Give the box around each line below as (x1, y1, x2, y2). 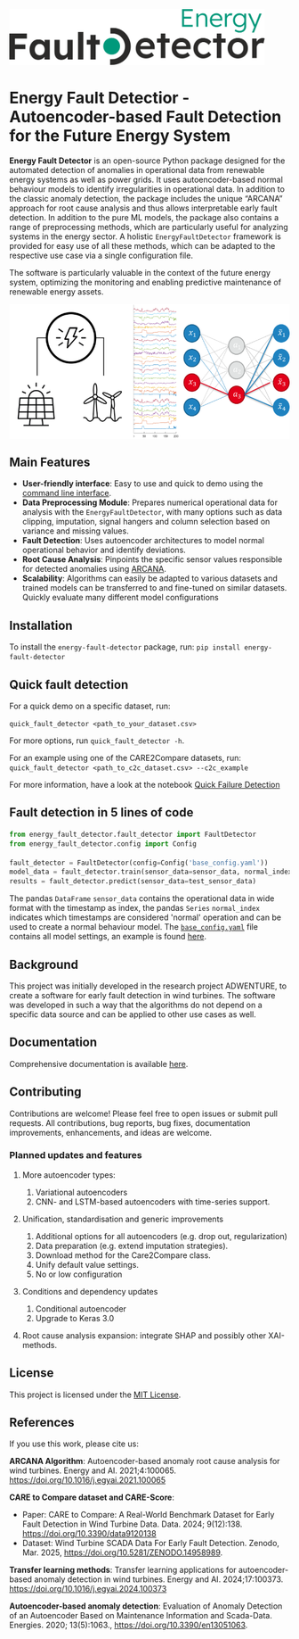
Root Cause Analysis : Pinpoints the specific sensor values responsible (21, 554, 283, 565)
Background (9, 956, 78, 972)
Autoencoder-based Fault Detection (9, 107, 282, 128)
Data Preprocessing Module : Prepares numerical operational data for (21, 497, 279, 508)
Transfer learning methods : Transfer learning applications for (9, 1565, 238, 1576)
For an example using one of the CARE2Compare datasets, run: (9, 753, 242, 764)
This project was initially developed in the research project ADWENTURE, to (9, 981, 287, 991)
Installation (9, 617, 73, 633)
